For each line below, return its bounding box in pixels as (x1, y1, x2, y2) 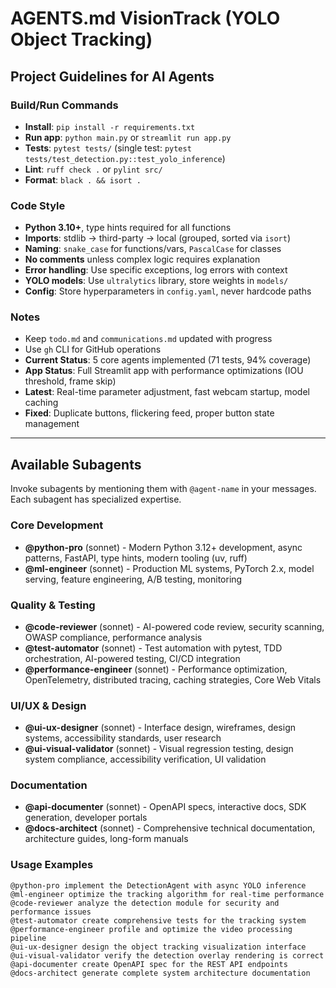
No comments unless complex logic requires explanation (24, 253, 261, 266)
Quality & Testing (10, 598, 96, 612)
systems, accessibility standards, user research (24, 732, 222, 744)
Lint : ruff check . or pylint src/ (24, 163, 163, 175)
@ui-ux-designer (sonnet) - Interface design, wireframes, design (24, 722, 297, 734)
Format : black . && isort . (24, 173, 142, 186)
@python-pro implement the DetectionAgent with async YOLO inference (10, 880, 307, 891)
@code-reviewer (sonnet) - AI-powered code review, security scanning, (24, 620, 325, 632)
